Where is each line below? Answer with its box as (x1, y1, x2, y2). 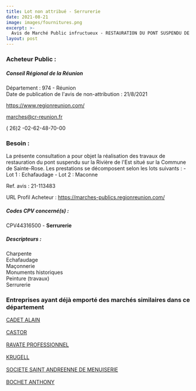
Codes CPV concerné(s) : (6, 207, 69, 214)
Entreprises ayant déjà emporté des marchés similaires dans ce (6, 296, 190, 304)
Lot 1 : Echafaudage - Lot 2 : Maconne (6, 171, 98, 179)
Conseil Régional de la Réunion (6, 70, 84, 77)
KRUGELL (6, 354, 30, 361)
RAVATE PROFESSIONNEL (6, 341, 69, 348)
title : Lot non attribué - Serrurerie (6, 8, 101, 15)
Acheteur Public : (6, 55, 57, 63)
